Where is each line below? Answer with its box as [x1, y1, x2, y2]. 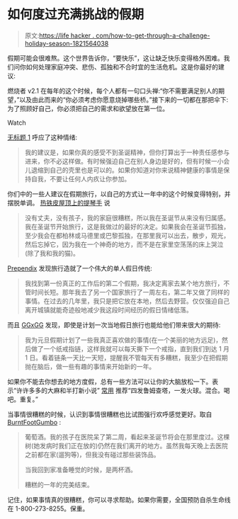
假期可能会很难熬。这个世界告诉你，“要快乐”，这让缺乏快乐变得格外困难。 [7, 54, 225, 62]
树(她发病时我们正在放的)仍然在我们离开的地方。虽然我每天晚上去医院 [24, 441, 229, 450]
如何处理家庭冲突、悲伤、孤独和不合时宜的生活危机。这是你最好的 [25, 62, 218, 71]
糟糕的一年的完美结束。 [24, 480, 93, 489]
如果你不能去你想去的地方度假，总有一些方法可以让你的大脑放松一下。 [7, 377, 212, 386]
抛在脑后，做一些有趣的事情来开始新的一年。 [24, 362, 156, 370]
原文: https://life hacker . [24, 31, 94, 40]
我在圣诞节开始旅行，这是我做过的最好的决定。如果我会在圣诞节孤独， [24, 222, 230, 231]
